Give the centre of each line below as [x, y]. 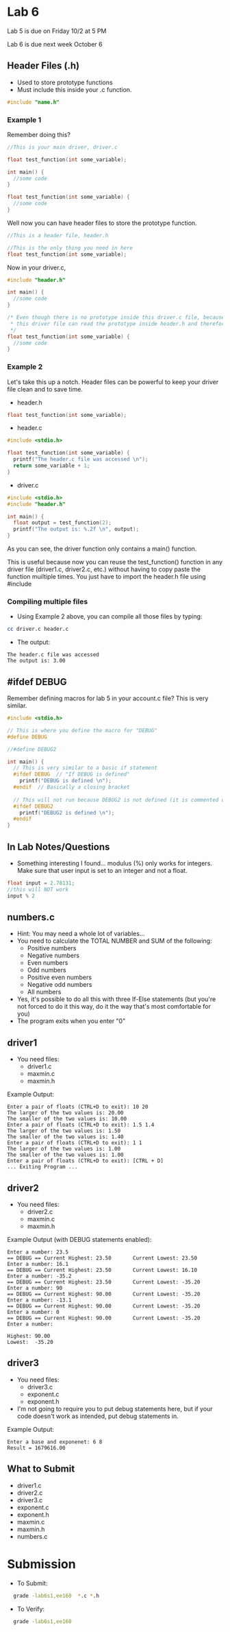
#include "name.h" [33, 102]
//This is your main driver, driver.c [62, 147]
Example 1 [24, 119]
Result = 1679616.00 [37, 1448]
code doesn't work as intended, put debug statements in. [98, 1416]
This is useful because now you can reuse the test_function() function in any [115, 562]
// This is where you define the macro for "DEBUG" [82, 730]
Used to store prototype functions [65, 82]
